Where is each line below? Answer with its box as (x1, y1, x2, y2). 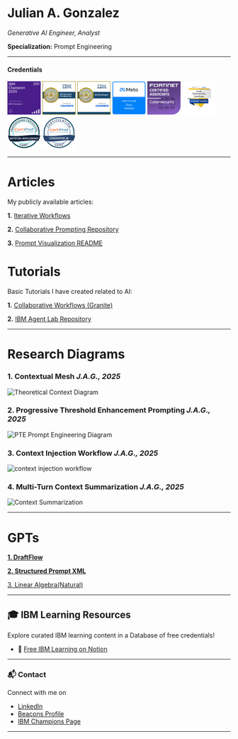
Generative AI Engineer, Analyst (7, 28, 101, 37)
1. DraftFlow (7, 553, 43, 562)
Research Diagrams (7, 346, 125, 363)
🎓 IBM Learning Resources (7, 608, 131, 620)
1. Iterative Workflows (7, 212, 71, 220)
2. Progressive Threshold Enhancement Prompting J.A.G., (7, 405, 211, 415)
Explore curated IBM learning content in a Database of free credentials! (7, 631, 215, 640)
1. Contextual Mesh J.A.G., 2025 (7, 371, 121, 381)
